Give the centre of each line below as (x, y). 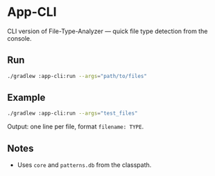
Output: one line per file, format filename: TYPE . (76, 127)
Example (26, 98)
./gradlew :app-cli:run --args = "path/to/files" (77, 76)
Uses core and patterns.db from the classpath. (84, 165)
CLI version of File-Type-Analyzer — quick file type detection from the (108, 31)
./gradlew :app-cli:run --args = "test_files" (72, 114)
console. (20, 38)
